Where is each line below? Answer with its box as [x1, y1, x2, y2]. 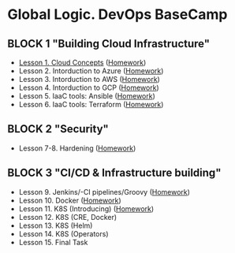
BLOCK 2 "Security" [7, 122, 110, 136]
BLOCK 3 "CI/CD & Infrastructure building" [7, 166, 222, 180]
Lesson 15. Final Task [18, 237, 88, 247]
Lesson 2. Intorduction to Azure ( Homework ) [18, 66, 164, 76]
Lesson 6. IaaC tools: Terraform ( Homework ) [18, 100, 164, 109]
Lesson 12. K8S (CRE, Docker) [18, 212, 117, 221]
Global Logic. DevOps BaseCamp [7, 6, 228, 24]
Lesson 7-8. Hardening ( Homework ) [18, 143, 136, 153]
